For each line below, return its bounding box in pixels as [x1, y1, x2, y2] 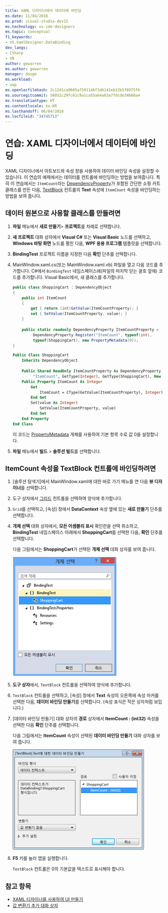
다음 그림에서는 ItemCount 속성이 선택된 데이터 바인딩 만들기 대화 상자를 [12, 733, 155, 739]
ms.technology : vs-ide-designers [5, 24, 75, 29]
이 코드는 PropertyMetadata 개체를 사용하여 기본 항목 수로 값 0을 [12, 431, 141, 437]
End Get [31, 395, 47, 400]
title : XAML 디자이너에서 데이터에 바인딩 [5, 8, 82, 13]
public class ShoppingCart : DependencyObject [12, 285, 112, 290]
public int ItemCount [22, 295, 67, 301]
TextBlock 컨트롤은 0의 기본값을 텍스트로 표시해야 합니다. [12, 866, 125, 872]
